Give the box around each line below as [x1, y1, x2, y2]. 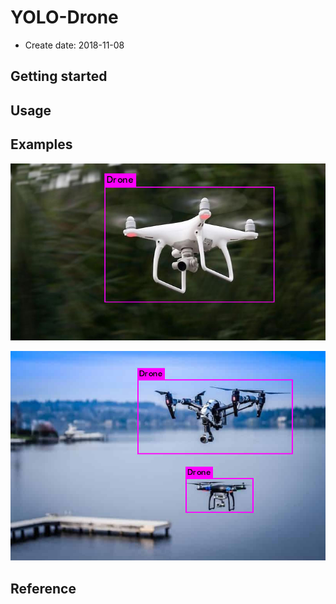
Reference [10, 580, 77, 597]
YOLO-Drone [10, 6, 119, 29]
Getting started [10, 68, 108, 85]
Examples [10, 136, 73, 153]
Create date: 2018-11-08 [24, 39, 125, 51]
